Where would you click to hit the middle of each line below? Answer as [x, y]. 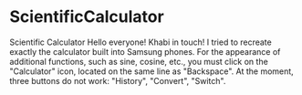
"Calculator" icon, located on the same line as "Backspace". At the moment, [151, 71]
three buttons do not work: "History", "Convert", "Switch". [118, 80]
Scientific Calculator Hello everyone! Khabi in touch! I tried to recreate [141, 42]
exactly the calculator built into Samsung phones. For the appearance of [145, 51]
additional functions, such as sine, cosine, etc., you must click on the [139, 61]
